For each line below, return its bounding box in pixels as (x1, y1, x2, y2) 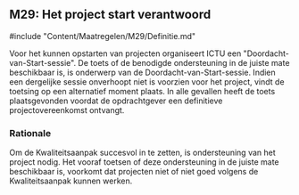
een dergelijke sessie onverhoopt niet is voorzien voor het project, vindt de (9, 76, 285, 87)
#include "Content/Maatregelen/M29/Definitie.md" (9, 30, 196, 41)
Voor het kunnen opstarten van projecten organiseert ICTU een (9, 48, 242, 59)
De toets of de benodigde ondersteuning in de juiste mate (78, 57, 290, 68)
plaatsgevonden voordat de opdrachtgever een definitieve (9, 95, 223, 106)
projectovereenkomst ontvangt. (9, 104, 125, 115)
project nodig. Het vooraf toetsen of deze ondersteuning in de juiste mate (9, 157, 279, 167)
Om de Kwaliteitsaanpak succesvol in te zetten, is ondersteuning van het (9, 147, 277, 158)
